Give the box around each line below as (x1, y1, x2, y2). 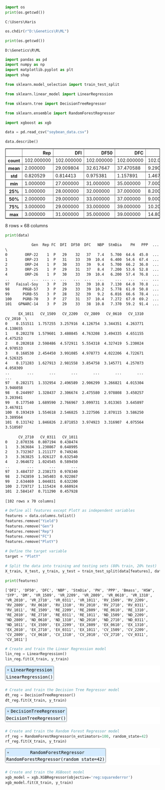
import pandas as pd (5, 57, 48, 62)
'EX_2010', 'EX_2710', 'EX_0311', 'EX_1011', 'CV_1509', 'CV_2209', (5, 627, 148, 632)
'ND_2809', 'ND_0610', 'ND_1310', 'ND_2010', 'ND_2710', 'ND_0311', (5, 617, 148, 622)
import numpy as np (5, 62, 45, 67)
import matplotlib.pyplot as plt (5, 68, 74, 72)
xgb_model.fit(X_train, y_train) (5, 780, 74, 786)
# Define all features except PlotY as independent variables (5, 508, 135, 513)
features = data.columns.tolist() (5, 513, 76, 518)
